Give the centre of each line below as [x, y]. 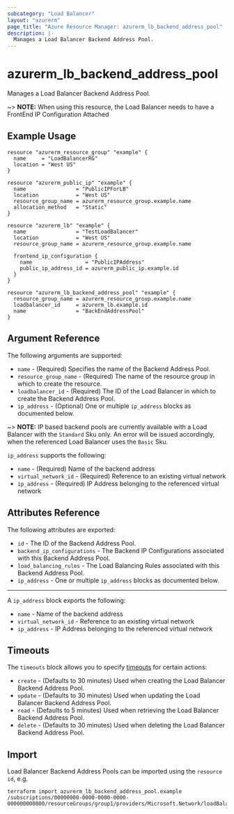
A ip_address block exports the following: [67, 600]
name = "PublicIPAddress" [82, 262]
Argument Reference [54, 339]
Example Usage [42, 136]
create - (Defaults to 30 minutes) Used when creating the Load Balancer [121, 681]
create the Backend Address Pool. [66, 398]
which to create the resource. [60, 384]
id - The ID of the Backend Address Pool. [77, 543]
